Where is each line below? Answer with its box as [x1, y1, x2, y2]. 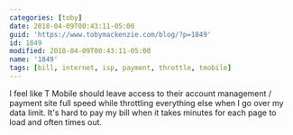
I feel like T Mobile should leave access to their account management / [9, 87, 272, 99]
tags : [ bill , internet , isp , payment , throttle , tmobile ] [9, 64, 232, 73]
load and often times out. [9, 116, 102, 127]
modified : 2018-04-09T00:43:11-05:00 [9, 47, 151, 56]
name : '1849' [9, 55, 59, 64]
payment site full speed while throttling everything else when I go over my [9, 97, 284, 108]
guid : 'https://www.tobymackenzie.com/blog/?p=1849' [9, 30, 212, 39]
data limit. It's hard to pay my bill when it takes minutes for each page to [9, 107, 277, 118]
